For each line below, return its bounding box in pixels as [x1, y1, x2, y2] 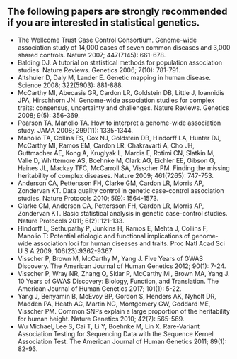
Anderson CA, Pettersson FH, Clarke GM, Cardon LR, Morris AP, [17, 179, 204, 187]
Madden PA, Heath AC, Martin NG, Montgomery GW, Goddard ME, [17, 299, 211, 308]
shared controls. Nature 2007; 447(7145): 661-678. [17, 50, 166, 59]
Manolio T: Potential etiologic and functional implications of [17, 231, 190, 240]
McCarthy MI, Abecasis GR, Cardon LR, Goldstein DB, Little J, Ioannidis [17, 88, 225, 96]
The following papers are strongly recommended [7, 6, 228, 18]
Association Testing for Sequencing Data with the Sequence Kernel [17, 329, 214, 338]
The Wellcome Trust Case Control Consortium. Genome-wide [17, 35, 197, 44]
